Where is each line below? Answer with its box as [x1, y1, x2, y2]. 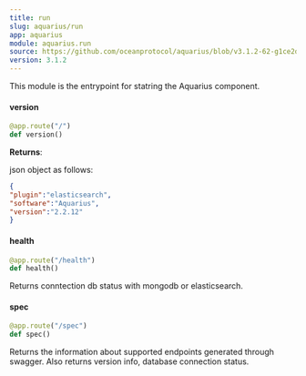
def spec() [9, 330, 51, 340]
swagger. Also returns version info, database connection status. [9, 356, 250, 367]
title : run [9, 13, 51, 23]
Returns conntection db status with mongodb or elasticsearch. [9, 280, 244, 291]
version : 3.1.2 [9, 56, 67, 65]
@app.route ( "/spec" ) [9, 321, 88, 330]
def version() [9, 130, 64, 139]
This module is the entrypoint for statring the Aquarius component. [9, 81, 260, 91]
